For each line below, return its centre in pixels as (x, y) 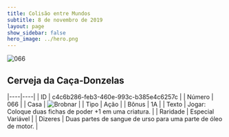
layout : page (26, 26)
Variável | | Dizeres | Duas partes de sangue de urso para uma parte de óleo (115, 118)
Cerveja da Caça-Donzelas (66, 80)
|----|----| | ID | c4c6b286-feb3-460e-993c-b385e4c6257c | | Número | (110, 96)
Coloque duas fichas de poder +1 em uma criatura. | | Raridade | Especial (111, 112)
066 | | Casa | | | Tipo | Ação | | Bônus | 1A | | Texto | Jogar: (107, 104)
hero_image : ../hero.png (43, 39)
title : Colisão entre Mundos (49, 13)
